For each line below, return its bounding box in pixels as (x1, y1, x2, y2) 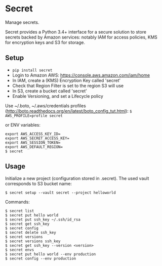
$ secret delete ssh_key (5, 230, 56, 235)
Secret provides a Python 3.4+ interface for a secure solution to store (5, 29, 147, 35)
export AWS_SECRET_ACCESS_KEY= (5, 135, 70, 141)
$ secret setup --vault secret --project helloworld (5, 190, 116, 195)
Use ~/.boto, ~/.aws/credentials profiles (5, 102, 86, 109)
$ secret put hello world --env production (5, 252, 96, 257)
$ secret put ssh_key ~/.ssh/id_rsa (5, 217, 81, 222)
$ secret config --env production (5, 256, 77, 261)
